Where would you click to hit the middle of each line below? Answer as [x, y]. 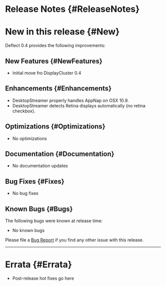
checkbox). [24, 111]
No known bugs [28, 230]
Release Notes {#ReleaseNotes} [72, 9]
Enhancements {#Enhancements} [59, 88]
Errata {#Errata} [39, 264]
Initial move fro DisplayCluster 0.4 [47, 73]
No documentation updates [40, 166]
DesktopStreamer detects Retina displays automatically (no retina [79, 105]
